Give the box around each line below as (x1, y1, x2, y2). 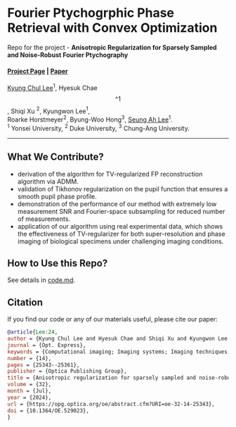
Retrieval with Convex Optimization (7, 20, 218, 36)
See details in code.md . (7, 276, 76, 284)
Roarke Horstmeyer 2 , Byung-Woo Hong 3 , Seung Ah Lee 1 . (7, 114, 173, 124)
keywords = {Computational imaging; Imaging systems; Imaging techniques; (7, 348, 231, 355)
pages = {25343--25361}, (7, 361, 80, 369)
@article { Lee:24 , (7, 329, 58, 336)
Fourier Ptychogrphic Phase (7, 5, 174, 21)
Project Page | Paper (7, 67, 68, 75)
